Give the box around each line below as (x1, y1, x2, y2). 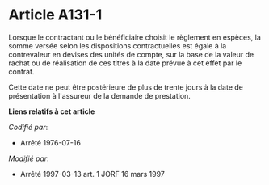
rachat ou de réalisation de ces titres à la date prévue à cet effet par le (8, 58, 242, 68)
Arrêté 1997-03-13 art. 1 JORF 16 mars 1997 (19, 169, 166, 179)
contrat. (8, 66, 35, 76)
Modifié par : (8, 153, 50, 163)
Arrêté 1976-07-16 (19, 137, 81, 147)
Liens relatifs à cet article (8, 107, 95, 116)
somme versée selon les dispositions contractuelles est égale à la (8, 40, 227, 50)
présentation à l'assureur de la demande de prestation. (8, 90, 191, 100)
